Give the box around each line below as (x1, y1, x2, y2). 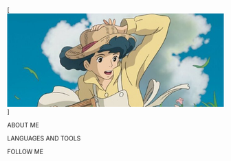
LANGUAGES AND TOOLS (7, 134, 81, 143)
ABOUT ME (7, 121, 39, 129)
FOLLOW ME (7, 147, 43, 156)
